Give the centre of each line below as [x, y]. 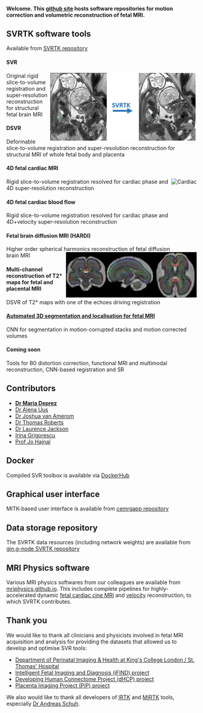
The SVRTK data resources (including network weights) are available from [98, 542]
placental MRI [24, 289]
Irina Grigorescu [35, 435]
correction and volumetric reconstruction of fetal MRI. [76, 15]
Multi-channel [24, 270]
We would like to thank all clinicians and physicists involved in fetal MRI [95, 635]
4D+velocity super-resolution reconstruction [62, 222]
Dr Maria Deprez [36, 403]
